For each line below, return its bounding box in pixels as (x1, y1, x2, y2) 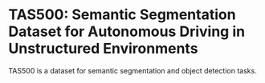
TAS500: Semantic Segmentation (8, 6, 236, 24)
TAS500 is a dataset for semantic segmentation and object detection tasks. (8, 65, 257, 75)
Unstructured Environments (8, 40, 198, 57)
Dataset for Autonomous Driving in (8, 22, 246, 41)
